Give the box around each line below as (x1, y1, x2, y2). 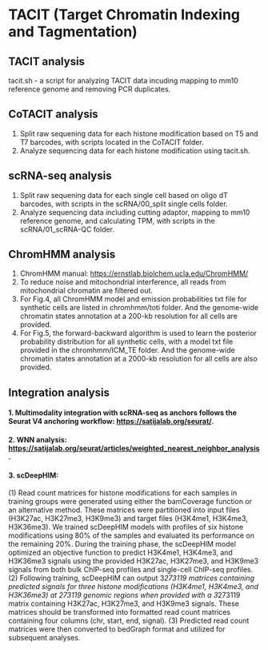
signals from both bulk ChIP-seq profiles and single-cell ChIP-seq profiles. (8, 565, 254, 575)
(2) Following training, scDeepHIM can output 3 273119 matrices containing (8, 573, 254, 583)
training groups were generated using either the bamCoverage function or (8, 497, 253, 507)
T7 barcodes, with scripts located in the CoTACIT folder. (19, 137, 204, 147)
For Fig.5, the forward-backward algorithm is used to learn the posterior (19, 329, 258, 338)
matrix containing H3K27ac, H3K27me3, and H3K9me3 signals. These (8, 599, 240, 608)
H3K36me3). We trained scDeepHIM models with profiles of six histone (8, 523, 244, 532)
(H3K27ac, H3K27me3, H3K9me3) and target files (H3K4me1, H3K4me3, (8, 514, 248, 523)
